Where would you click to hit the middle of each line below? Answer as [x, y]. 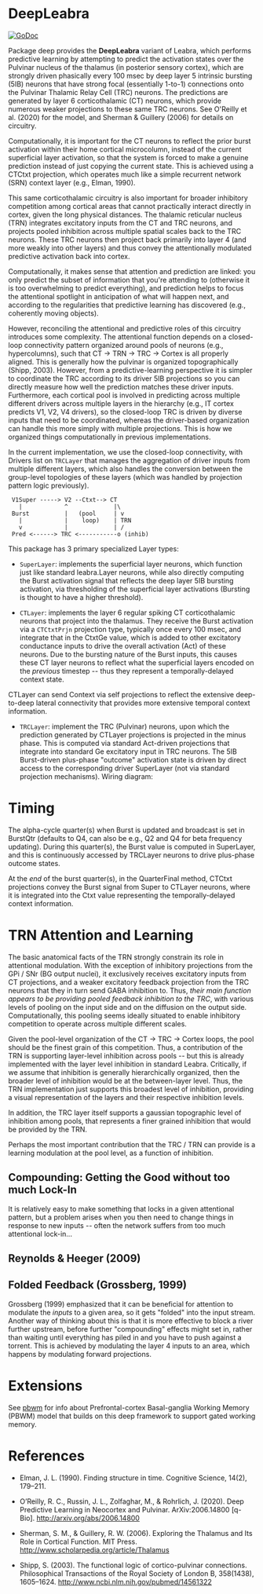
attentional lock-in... [40, 1234]
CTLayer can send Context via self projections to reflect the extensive [121, 694]
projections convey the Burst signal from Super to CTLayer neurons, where [130, 887]
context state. [42, 679]
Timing [31, 808]
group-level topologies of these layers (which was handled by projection [125, 477]
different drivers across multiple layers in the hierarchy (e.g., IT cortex [121, 403]
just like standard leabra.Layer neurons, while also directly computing [132, 572]
